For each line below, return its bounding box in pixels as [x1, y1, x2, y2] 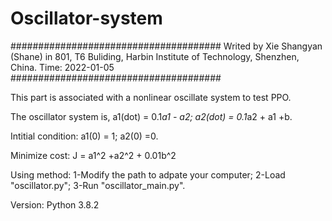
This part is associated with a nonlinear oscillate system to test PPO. [10, 91, 292, 103]
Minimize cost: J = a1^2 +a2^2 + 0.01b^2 [10, 149, 177, 161]
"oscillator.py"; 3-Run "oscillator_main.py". [10, 179, 186, 191]
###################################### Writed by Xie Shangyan [10, 40, 323, 52]
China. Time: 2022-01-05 [10, 61, 115, 73]
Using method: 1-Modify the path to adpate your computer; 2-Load [10, 168, 286, 181]
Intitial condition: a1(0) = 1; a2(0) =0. [10, 130, 159, 142]
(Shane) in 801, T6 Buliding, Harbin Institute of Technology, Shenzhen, [10, 50, 300, 62]
